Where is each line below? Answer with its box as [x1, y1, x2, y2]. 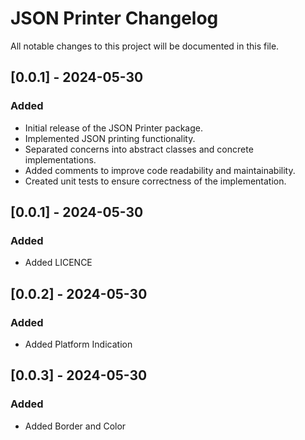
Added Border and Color [24, 420, 127, 432]
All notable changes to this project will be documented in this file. [10, 40, 280, 52]
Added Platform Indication [24, 338, 133, 350]
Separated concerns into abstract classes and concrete [24, 143, 254, 155]
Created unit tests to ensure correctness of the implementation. [24, 175, 287, 187]
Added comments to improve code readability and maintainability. [24, 164, 296, 176]
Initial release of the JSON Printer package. [24, 122, 203, 134]
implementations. [24, 153, 97, 166]
